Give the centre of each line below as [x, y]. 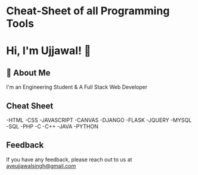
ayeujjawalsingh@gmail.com [41, 165]
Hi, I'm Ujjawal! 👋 [49, 51]
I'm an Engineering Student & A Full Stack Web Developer [77, 87]
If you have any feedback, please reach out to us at [69, 160]
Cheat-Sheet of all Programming [88, 11]
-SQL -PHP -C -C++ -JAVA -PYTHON [52, 126]
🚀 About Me [28, 73]
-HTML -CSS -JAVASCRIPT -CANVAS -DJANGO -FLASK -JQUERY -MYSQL [99, 120]
